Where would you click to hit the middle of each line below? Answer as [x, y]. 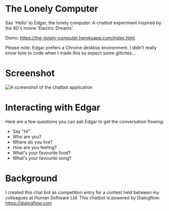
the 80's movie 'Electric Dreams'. [40, 28]
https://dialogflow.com [29, 203]
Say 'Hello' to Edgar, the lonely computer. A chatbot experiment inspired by [83, 23]
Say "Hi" [21, 131]
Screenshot [30, 73]
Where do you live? [33, 142]
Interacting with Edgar [53, 108]
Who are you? [27, 136]
